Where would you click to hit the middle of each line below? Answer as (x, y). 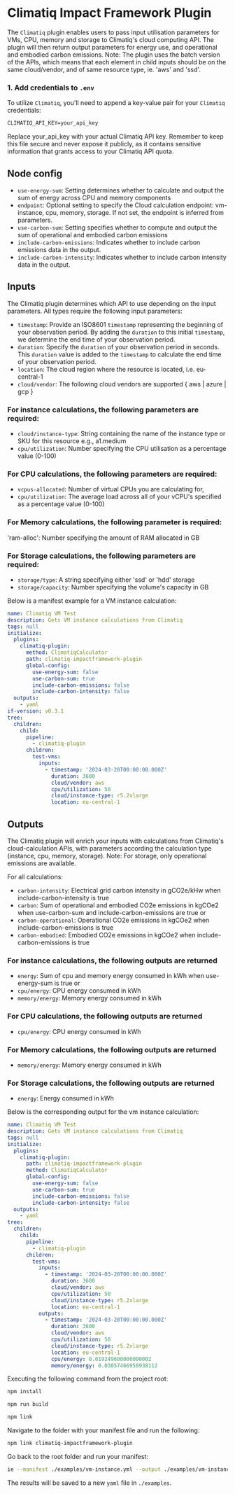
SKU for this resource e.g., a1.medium (72, 441)
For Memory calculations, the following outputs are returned (112, 1049)
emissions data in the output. (59, 249)
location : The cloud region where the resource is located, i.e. (106, 369)
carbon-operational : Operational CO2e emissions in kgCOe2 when (113, 920)
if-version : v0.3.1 (36, 711)
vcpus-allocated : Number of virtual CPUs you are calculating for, (111, 489)
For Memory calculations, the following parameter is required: (115, 522)
